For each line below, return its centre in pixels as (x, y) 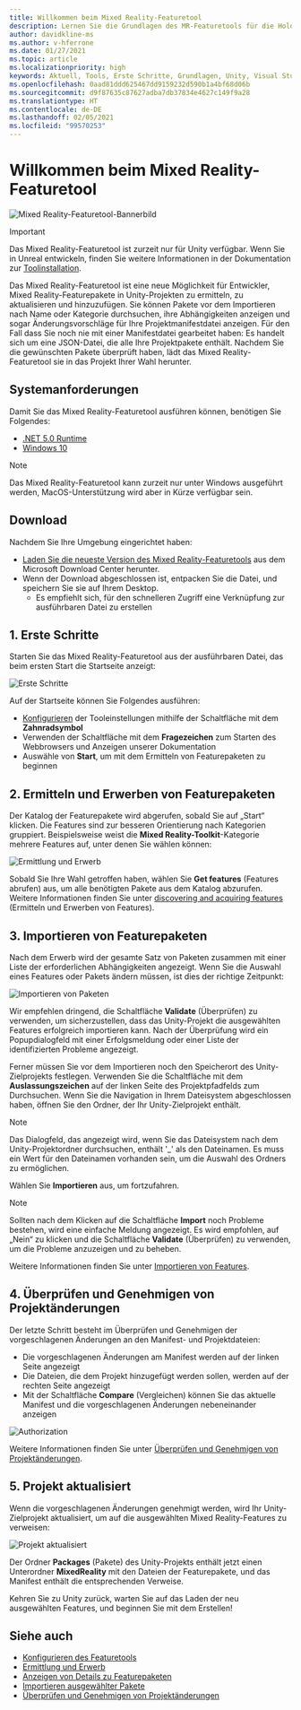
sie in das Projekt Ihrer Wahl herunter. (123, 361)
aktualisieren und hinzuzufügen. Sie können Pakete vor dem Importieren (142, 304)
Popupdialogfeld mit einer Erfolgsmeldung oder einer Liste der (124, 1040)
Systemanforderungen (74, 390)
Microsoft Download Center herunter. (91, 569)
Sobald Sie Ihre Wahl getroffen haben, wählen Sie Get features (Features (144, 879)
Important (27, 231)
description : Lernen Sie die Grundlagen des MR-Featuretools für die (142, 26)
